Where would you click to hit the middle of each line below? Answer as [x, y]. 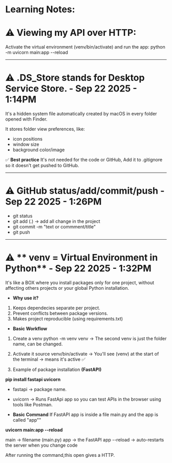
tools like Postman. [33, 404]
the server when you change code [41, 445]
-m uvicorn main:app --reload [37, 53]
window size [26, 145]
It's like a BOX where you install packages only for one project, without [80, 283]
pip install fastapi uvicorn [33, 379]
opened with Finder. [26, 119]
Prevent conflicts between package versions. [60, 313]
